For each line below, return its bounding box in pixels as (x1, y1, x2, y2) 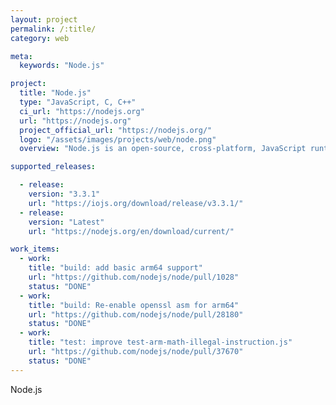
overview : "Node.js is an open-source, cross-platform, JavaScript (19, 144, 307, 154)
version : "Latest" (28, 217, 105, 227)
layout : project (10, 14, 78, 25)
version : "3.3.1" (28, 189, 101, 199)
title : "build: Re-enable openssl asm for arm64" (28, 300, 240, 310)
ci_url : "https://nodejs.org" (19, 106, 145, 116)
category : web (10, 33, 70, 43)
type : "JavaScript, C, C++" (19, 97, 137, 107)
